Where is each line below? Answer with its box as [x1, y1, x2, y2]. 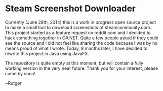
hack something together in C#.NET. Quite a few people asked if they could [5, 35, 159, 41]
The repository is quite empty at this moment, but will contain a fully [5, 60, 144, 66]
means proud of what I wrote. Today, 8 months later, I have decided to [5, 45, 148, 51]
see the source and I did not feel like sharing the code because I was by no [5, 40, 158, 46]
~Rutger [5, 80, 22, 86]
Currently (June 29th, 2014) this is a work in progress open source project [5, 19, 157, 25]
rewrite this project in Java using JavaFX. [5, 50, 89, 57]
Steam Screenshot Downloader [5, 3, 136, 14]
